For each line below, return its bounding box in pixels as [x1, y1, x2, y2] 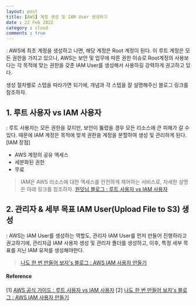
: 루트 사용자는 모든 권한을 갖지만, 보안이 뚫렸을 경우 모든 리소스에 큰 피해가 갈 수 [6, 124, 190, 131]
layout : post [6, 8, 38, 15]
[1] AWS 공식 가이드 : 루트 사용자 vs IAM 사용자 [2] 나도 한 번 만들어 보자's [6, 286, 177, 293]
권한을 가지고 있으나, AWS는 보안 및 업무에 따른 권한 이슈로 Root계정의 [12, 54, 174, 61]
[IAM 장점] [6, 139, 30, 146]
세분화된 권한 [14, 159, 45, 166]
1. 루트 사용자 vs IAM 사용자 [6, 108, 102, 118]
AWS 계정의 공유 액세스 [14, 151, 69, 158]
